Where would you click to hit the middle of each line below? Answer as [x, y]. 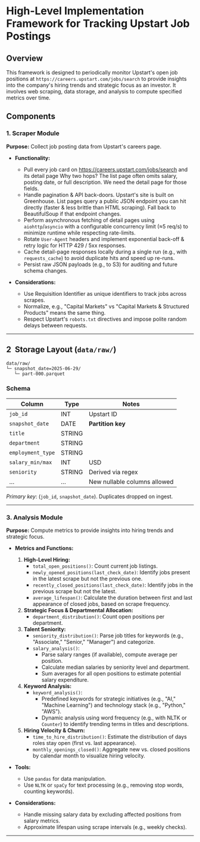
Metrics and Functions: [44, 548]
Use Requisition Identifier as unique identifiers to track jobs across [105, 293]
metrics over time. [28, 98]
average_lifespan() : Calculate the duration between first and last [112, 598]
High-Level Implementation [75, 11]
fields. [31, 188]
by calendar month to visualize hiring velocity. [89, 756]
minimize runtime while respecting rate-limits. [79, 233]
